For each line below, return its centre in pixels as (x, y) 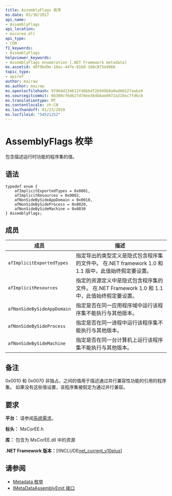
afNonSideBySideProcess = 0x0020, (51, 204)
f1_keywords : (19, 48)
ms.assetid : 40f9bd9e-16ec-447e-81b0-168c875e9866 (60, 67)
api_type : (16, 39)
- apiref (15, 77)
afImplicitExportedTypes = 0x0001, (52, 191)
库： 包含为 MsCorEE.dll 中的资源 (40, 440)
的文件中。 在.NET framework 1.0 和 (120, 263)
